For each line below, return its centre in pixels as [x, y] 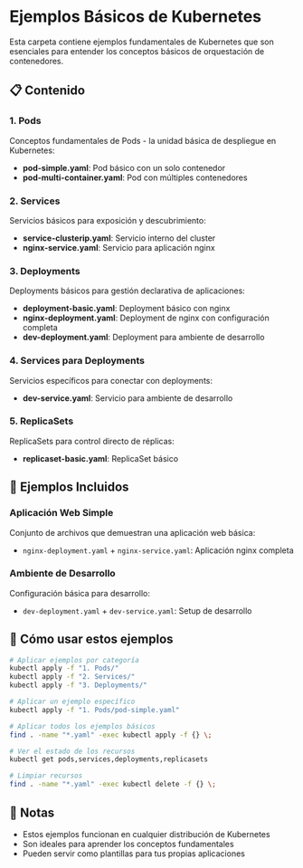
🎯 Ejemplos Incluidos [69, 487]
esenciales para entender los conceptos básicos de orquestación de [137, 51]
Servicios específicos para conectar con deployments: [111, 380]
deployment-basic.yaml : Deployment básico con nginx [126, 309]
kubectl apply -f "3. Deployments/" [78, 685]
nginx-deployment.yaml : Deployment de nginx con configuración [146, 318]
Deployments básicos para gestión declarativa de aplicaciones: [128, 291]
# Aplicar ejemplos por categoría [75, 660]
